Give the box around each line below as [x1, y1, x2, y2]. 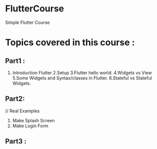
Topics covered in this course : [5, 37, 135, 48]
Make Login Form [12, 123, 49, 129]
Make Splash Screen [12, 117, 55, 123]
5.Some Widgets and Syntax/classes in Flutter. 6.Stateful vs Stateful [12, 75, 152, 81]
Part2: [5, 95, 25, 103]
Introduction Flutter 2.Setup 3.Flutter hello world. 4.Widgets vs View [12, 70, 152, 75]
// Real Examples [5, 108, 40, 114]
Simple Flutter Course [5, 19, 50, 25]
